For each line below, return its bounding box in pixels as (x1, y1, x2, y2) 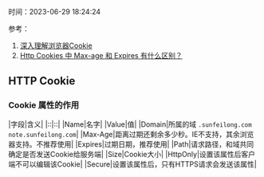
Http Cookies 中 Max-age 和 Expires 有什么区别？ (19, 51, 183, 60)
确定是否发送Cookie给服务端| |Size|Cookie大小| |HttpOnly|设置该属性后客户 (8, 149, 256, 159)
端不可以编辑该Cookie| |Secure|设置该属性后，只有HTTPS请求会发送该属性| (8, 159, 257, 169)
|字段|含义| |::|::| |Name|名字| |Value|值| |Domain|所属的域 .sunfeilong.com (8, 119, 253, 129)
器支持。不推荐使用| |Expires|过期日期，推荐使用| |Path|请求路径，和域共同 (8, 139, 254, 149)
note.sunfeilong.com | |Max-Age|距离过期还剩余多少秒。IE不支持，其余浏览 (8, 129, 254, 139)
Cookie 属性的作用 (8, 100, 80, 111)
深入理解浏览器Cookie (19, 41, 93, 50)
